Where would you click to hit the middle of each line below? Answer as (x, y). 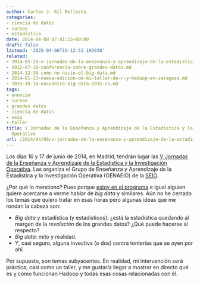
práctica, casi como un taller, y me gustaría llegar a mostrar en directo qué (97, 267)
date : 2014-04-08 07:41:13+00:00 (48, 39)
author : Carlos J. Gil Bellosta (46, 12)
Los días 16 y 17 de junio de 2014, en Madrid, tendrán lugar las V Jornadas (97, 156)
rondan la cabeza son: (33, 206)
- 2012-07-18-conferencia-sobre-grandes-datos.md (69, 67)
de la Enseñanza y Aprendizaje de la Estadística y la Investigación (87, 162)
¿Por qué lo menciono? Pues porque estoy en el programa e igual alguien (96, 187)
